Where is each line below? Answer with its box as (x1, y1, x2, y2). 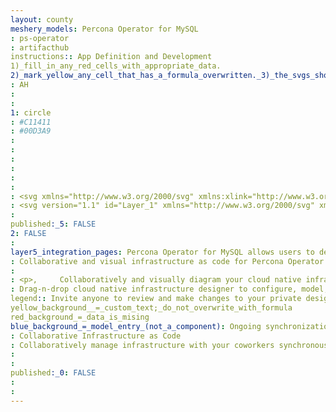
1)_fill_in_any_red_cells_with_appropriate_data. (10, 61, 222, 71)
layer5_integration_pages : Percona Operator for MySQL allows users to (10, 247, 315, 257)
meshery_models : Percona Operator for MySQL (10, 24, 199, 34)
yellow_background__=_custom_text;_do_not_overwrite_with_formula (10, 303, 293, 313)
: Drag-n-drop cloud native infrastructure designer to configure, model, (10, 284, 329, 295)
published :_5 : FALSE (10, 219, 97, 230)
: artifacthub (10, 42, 70, 53)
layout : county (10, 14, 74, 25)
